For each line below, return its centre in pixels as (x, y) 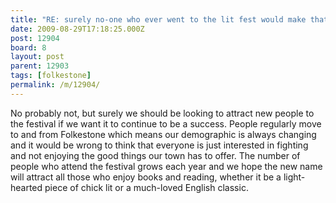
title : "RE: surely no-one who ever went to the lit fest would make (158, 19)
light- (294, 177)
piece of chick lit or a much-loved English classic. (146, 187)
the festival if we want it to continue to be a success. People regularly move (166, 123)
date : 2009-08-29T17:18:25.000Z (77, 29)
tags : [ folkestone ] (51, 76)
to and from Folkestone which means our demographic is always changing (163, 134)
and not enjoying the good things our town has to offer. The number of (155, 155)
